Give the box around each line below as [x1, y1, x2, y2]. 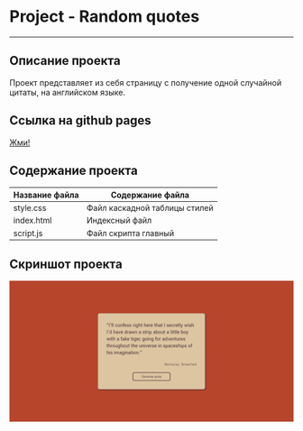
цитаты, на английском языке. [9, 87, 126, 97]
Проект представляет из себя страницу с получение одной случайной [9, 77, 282, 87]
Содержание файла [110, 189, 189, 200]
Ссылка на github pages [9, 113, 151, 128]
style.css [13, 203, 47, 214]
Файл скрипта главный [87, 227, 174, 238]
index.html [13, 215, 52, 226]
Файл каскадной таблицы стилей [87, 203, 214, 214]
